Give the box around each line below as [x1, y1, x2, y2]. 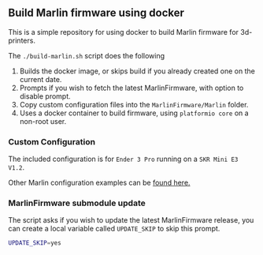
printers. [8, 36, 35, 45]
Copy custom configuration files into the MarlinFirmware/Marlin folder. [19, 99, 249, 109]
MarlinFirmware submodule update [8, 197, 146, 208]
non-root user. [19, 116, 67, 126]
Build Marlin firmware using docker [8, 6, 185, 20]
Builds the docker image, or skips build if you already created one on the [19, 66, 256, 76]
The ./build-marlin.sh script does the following [8, 51, 165, 60]
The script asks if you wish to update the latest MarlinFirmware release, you [8, 216, 254, 225]
